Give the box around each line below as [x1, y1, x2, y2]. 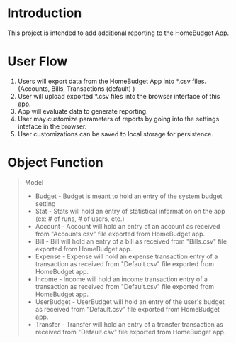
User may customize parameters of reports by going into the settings [17, 114, 220, 123]
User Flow [7, 53, 68, 70]
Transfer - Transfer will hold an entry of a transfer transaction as [35, 320, 223, 328]
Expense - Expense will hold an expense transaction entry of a [35, 252, 218, 261]
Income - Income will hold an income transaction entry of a [35, 275, 208, 283]
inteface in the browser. [17, 122, 87, 131]
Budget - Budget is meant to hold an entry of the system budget [35, 192, 223, 200]
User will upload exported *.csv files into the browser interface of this [17, 92, 220, 100]
